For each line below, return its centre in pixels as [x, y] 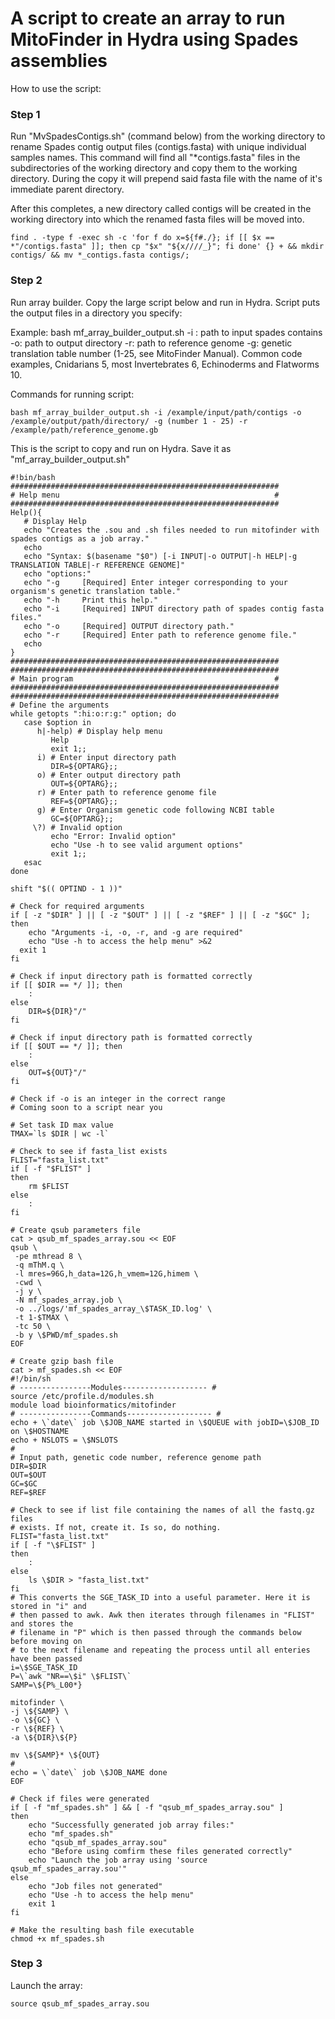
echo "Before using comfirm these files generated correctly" [160, 1851]
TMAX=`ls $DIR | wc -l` [60, 1133]
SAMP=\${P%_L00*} [46, 1685]
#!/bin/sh [31, 1378]
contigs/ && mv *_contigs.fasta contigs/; [100, 255]
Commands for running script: [72, 394]
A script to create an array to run [148, 18]
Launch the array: [46, 1985]
